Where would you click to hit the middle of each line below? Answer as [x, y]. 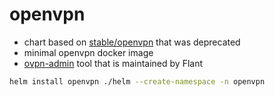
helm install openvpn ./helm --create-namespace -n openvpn [137, 81]
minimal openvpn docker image [88, 52]
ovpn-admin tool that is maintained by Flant [113, 63]
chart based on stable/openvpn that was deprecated [132, 42]
